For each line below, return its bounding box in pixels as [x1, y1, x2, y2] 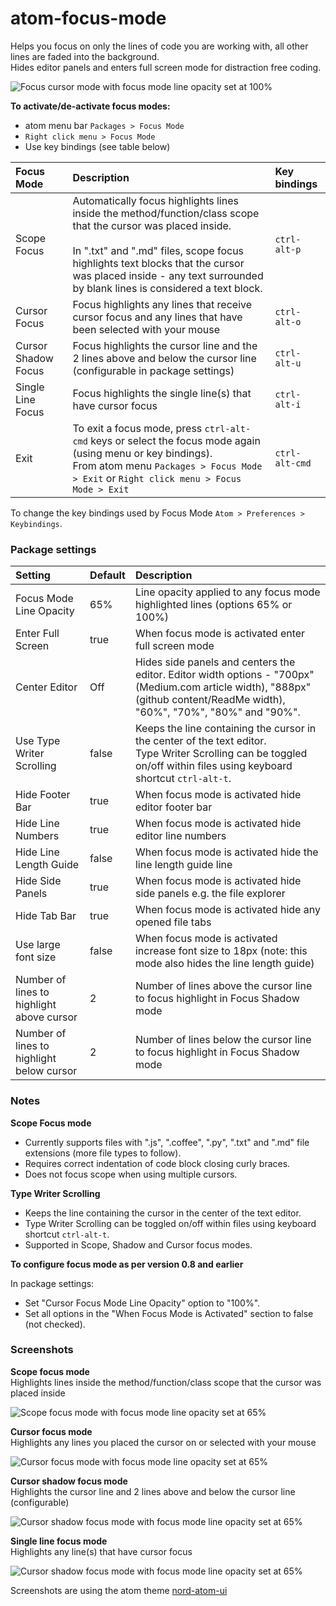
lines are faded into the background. [10, 50, 160, 62]
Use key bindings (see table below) [24, 140, 171, 152]
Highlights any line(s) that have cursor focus [10, 1545, 193, 1557]
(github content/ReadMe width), [134, 693, 286, 707]
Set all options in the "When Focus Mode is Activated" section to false [24, 1307, 314, 1319]
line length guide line [134, 858, 233, 872]
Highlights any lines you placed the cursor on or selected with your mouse [10, 1436, 317, 1448]
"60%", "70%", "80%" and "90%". [134, 705, 301, 719]
